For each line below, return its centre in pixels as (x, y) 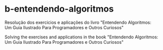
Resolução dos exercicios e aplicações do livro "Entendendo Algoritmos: (78, 22)
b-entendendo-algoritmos (59, 9)
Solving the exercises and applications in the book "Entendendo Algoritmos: (81, 37)
